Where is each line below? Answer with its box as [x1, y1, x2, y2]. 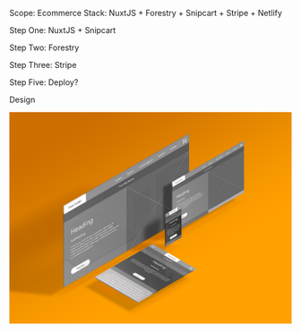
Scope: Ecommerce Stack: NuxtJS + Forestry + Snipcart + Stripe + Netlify [9, 8, 282, 18]
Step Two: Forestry [9, 42, 80, 53]
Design [9, 94, 36, 105]
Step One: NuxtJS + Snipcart [9, 25, 116, 35]
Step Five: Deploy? [9, 77, 79, 88]
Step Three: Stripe [9, 60, 77, 70]
